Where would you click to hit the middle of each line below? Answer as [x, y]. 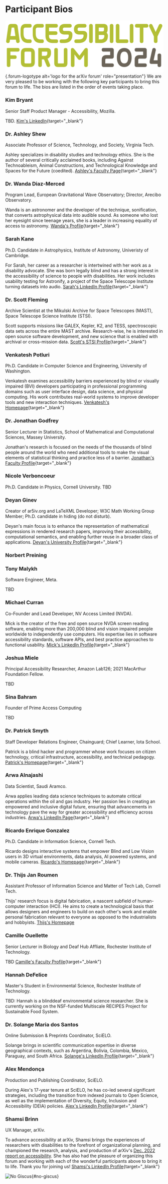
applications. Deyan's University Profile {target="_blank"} [64, 542]
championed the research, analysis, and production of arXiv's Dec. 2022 [80, 1150]
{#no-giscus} [45, 1176]
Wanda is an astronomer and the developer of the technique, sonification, [81, 210]
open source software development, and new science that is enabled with [81, 336]
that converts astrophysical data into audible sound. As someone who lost [81, 215]
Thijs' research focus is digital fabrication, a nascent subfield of [71, 901]
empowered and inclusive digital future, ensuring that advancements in [78, 806]
